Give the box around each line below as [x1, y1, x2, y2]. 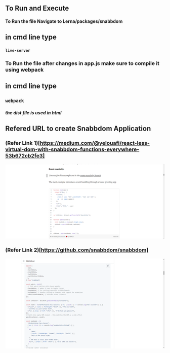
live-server [5, 48, 30, 53]
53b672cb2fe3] [5, 152, 45, 159]
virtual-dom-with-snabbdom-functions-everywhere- [5, 146, 140, 153]
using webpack [5, 66, 44, 73]
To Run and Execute [5, 4, 69, 13]
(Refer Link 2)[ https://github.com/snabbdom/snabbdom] [5, 246, 149, 253]
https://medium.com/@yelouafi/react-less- [39, 140, 150, 147]
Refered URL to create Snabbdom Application [5, 124, 151, 133]
